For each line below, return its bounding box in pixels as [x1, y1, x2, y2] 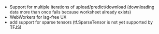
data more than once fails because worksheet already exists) [9, 9, 131, 15]
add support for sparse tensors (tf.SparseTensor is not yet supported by [9, 19, 153, 25]
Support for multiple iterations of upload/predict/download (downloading [9, 4, 155, 10]
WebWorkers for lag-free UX [9, 14, 67, 20]
